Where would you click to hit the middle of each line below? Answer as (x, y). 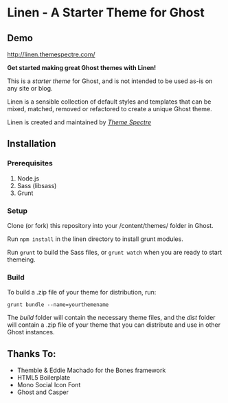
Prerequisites (30, 163)
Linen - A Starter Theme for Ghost (106, 13)
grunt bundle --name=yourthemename (58, 305)
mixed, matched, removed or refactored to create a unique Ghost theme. (110, 109)
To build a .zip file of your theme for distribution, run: (82, 292)
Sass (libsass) (37, 185)
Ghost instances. (31, 332)
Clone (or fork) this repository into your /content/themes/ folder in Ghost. (111, 225)
